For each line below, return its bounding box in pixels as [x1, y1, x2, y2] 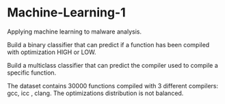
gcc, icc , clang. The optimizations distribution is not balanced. [7, 89, 184, 97]
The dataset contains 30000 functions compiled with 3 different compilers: [7, 81, 219, 90]
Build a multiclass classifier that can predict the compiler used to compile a [7, 61, 219, 69]
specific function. [7, 68, 57, 77]
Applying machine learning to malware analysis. [7, 27, 142, 36]
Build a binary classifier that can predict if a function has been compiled [7, 40, 210, 49]
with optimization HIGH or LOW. [7, 48, 96, 56]
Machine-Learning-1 [7, 5, 127, 21]
